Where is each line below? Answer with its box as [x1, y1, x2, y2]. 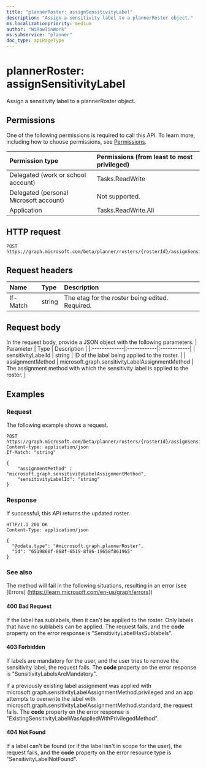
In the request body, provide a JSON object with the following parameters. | [6, 338, 197, 346]
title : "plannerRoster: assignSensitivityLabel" [6, 9, 133, 15]
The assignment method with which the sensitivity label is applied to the [6, 365, 189, 372]
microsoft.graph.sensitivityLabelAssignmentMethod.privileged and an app [6, 689, 194, 696]
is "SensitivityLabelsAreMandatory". [6, 670, 97, 677]
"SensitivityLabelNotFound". [6, 755, 78, 763]
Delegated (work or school [9, 170, 86, 179]
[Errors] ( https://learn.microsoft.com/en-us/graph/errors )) [6, 588, 153, 596]
